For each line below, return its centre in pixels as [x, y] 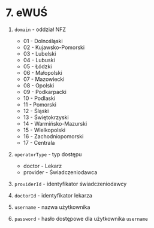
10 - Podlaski [39, 98]
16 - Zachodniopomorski [53, 136]
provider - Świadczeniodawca [60, 172]
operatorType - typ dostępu [48, 154]
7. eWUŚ [27, 13]
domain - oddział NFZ [40, 29]
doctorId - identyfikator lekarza [53, 195]
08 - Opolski [39, 85]
